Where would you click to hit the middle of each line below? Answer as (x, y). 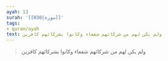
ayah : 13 (17, 12)
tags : (13, 23)
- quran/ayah (23, 29)
